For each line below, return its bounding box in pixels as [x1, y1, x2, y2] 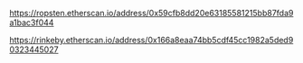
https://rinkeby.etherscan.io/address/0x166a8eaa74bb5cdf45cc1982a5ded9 [9, 35, 294, 45]
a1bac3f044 [9, 17, 54, 28]
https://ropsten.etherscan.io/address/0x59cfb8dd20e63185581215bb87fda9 [9, 8, 294, 18]
